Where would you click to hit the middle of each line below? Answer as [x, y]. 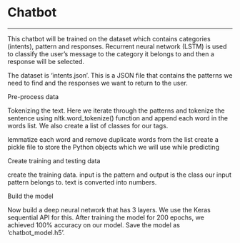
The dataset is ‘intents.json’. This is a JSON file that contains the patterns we [120, 75]
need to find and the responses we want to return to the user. [97, 83]
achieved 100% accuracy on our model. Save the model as [94, 224]
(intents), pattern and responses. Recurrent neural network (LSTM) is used [117, 46]
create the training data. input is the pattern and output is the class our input [120, 175]
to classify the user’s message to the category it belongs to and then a [111, 53]
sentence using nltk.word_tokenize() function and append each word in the [118, 118]
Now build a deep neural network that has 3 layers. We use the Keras [109, 210]
